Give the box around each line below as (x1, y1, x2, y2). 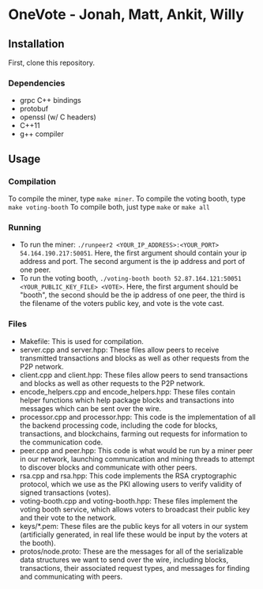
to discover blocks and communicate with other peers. (19, 463, 197, 472)
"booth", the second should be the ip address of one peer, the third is (19, 290, 246, 300)
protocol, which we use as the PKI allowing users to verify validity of (19, 479, 242, 489)
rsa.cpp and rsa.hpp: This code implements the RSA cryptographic (19, 470, 237, 480)
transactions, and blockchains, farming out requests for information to (19, 429, 248, 438)
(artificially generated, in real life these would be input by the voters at (19, 530, 248, 539)
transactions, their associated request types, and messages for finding (19, 563, 250, 572)
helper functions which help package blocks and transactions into (19, 395, 235, 405)
